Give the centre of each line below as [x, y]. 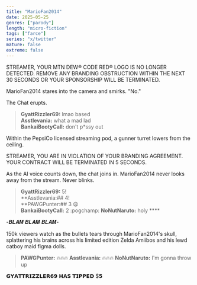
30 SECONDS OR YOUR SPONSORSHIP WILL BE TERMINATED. [83, 79]
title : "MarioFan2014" [34, 12]
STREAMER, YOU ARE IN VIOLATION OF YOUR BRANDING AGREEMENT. [95, 156]
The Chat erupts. [27, 103]
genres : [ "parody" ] [30, 23]
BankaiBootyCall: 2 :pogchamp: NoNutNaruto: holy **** [90, 210]
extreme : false [25, 50]
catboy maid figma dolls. [36, 246]
